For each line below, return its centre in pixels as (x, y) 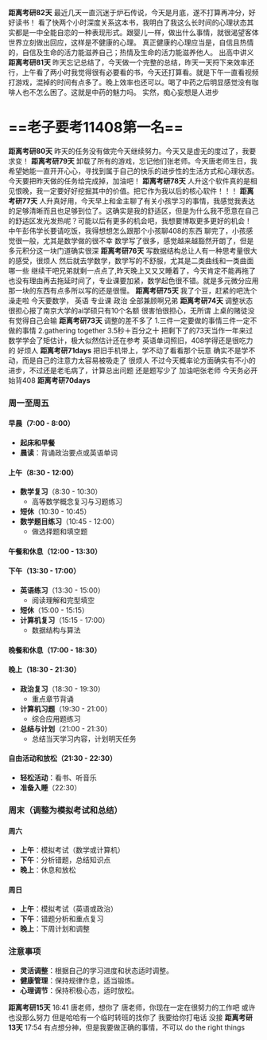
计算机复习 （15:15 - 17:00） (64, 620)
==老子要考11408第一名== (96, 128)
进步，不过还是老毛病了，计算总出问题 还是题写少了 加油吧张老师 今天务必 (130, 370)
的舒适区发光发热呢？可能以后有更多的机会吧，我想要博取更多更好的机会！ (130, 221)
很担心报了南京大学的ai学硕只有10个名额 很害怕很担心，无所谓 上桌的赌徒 (128, 310)
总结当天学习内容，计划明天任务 (84, 739)
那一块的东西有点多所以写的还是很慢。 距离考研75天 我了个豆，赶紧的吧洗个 (133, 290)
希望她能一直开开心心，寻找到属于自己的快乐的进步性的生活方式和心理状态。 (133, 171)
